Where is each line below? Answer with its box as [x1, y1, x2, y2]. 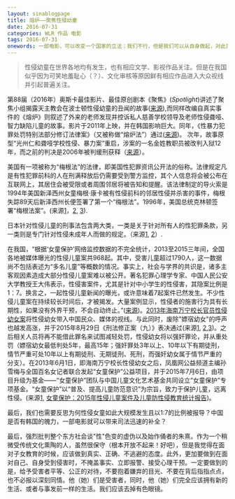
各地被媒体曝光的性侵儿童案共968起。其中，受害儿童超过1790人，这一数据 [7, 253, 222, 262]
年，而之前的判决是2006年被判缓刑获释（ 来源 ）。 [7, 148, 148, 156]
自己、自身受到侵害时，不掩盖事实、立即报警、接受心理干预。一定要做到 [13, 458, 222, 466]
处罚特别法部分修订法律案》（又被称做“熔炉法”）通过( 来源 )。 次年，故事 [13, 130, 218, 139]
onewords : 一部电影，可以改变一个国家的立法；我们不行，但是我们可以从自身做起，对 [7, 43, 221, 50]
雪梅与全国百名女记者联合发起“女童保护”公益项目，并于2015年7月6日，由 [7, 367, 218, 375]
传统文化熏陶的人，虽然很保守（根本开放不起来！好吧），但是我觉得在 [19, 441, 219, 449]
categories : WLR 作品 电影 [7, 29, 82, 37]
